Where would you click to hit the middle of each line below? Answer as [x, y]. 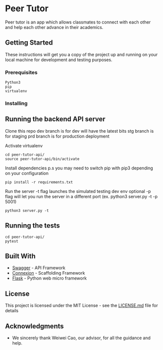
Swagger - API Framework [39, 268]
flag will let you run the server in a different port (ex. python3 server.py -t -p [81, 196]
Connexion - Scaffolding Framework [49, 273]
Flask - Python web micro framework [49, 278]
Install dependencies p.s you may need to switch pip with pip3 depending [79, 168]
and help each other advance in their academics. [54, 27]
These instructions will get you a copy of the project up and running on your [81, 54]
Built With [20, 256]
